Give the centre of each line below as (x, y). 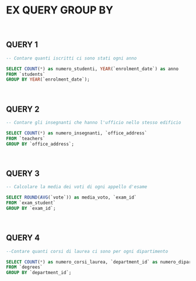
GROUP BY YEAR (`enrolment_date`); (48, 79)
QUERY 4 (23, 238)
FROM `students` (26, 74)
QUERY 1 (22, 45)
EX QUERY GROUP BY (60, 10)
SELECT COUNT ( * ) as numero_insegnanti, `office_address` (77, 133)
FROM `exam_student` (31, 203)
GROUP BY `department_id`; (39, 273)
